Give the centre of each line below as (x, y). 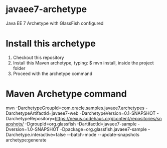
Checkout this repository (38, 57)
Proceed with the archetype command (52, 73)
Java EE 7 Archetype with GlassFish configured (55, 23)
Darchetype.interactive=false (36, 134)
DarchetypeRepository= (30, 118)
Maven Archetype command (66, 94)
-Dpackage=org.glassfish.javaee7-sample (103, 129)
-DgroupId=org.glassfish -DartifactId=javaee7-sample (81, 124)
